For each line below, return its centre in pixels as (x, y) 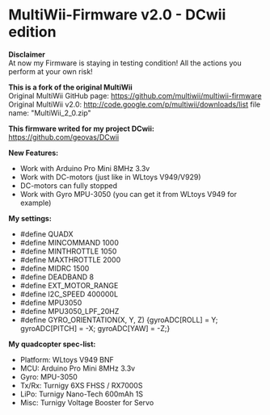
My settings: (30, 218)
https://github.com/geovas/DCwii (64, 137)
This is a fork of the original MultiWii (71, 87)
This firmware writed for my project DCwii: (82, 128)
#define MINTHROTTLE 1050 (68, 251)
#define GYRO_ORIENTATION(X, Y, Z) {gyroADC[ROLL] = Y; (119, 320)
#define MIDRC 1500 (55, 268)
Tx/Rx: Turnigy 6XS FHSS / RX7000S (81, 385)
